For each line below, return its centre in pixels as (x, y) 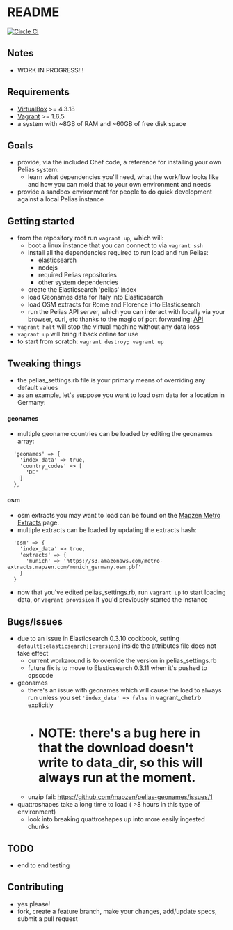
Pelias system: (38, 170)
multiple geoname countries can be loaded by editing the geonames (115, 434)
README (33, 12)
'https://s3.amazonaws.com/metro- (113, 561)
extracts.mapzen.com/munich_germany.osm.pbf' (74, 567)
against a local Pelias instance (61, 199)
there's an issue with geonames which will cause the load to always (124, 690)
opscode (40, 676)
